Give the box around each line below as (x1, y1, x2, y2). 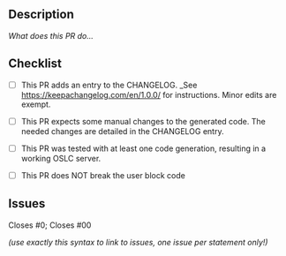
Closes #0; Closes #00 (8, 220, 92, 230)
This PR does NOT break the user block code (20, 169, 186, 180)
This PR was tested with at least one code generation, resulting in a (20, 143, 267, 154)
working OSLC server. (20, 153, 102, 163)
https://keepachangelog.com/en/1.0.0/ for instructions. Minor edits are (20, 89, 277, 100)
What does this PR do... (8, 30, 94, 41)
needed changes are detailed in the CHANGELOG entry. (20, 125, 224, 136)
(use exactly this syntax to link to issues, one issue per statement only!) (8, 237, 268, 247)
